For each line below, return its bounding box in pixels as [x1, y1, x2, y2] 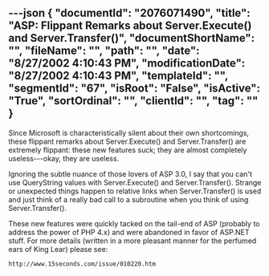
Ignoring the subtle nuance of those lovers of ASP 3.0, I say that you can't [8, 168, 253, 179]
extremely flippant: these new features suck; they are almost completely [8, 144, 247, 155]
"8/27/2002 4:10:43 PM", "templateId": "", [8, 69, 229, 83]
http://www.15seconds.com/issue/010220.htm [8, 260, 157, 268]
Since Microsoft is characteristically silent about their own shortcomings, [8, 128, 250, 137]
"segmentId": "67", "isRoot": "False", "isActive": [8, 82, 261, 95]
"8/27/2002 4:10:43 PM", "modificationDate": [8, 56, 246, 71]
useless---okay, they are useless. [8, 153, 120, 163]
